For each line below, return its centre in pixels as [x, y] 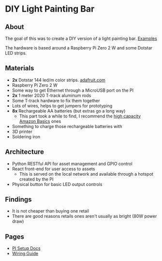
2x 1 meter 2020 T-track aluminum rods [52, 95]
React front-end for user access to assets [53, 169]
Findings [19, 200]
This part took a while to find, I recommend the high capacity [80, 116]
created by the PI [36, 179]
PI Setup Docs [26, 248]
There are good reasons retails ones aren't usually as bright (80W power [84, 216]
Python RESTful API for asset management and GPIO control [72, 163]
